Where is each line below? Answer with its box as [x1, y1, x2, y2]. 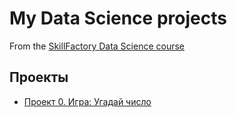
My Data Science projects [9, 7, 227, 30]
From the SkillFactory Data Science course [9, 40, 186, 52]
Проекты [9, 69, 69, 86]
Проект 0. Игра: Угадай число [23, 95, 152, 107]
